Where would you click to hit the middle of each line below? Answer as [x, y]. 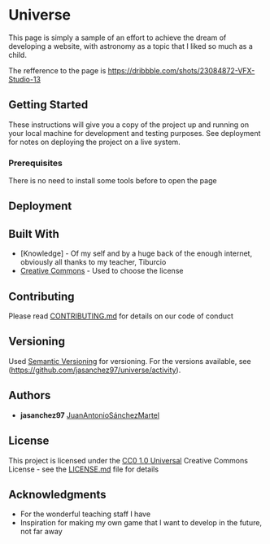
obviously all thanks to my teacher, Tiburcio [93, 262]
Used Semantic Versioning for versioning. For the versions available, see [130, 361]
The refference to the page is [57, 70]
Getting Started [48, 105]
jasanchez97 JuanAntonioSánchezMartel [90, 415]
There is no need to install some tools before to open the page [113, 181]
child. [17, 55]
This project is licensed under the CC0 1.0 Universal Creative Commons [128, 460]
